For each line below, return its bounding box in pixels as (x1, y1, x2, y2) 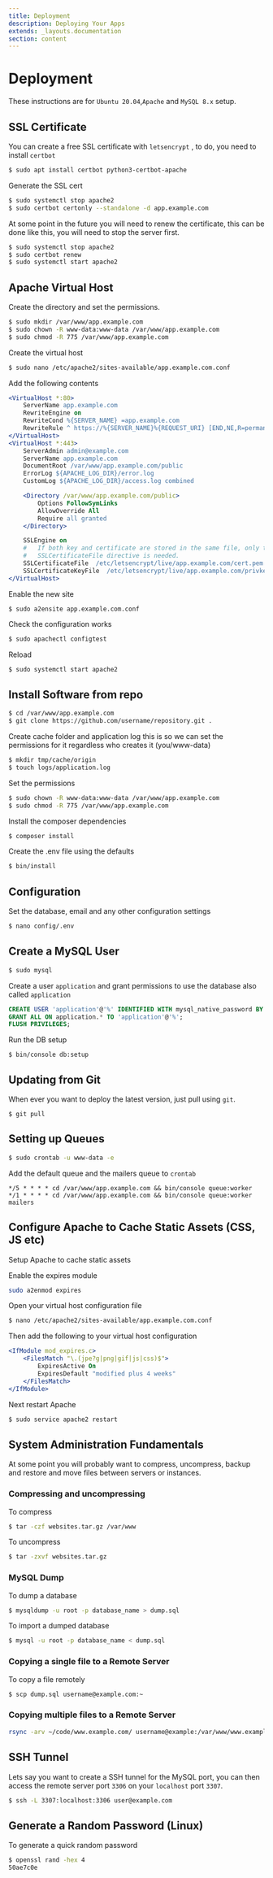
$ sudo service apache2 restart (8, 1415, 118, 1424)
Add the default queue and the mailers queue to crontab (8, 1168, 197, 1178)
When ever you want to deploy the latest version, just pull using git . (8, 1094, 236, 1104)
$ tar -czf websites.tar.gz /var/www (8, 1522, 136, 1531)
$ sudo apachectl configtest (8, 635, 107, 643)
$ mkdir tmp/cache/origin (8, 756, 96, 764)
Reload (8, 650, 32, 659)
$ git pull (8, 1111, 45, 1119)
